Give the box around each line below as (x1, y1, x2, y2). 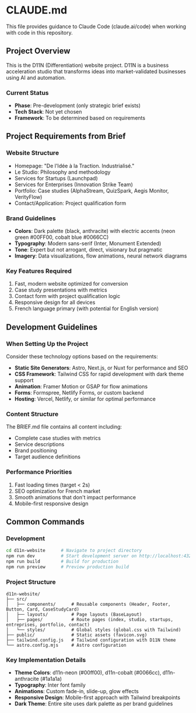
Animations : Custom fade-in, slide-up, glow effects (14, 688, 139, 695)
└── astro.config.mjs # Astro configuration (6, 642, 127, 649)
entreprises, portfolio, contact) (6, 622, 90, 628)
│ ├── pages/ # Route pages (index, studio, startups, (6, 617, 174, 623)
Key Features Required (6, 267, 72, 275)
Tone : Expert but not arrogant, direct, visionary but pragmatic (14, 246, 163, 253)
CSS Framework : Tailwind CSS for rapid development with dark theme (14, 371, 184, 378)
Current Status (6, 88, 49, 97)
